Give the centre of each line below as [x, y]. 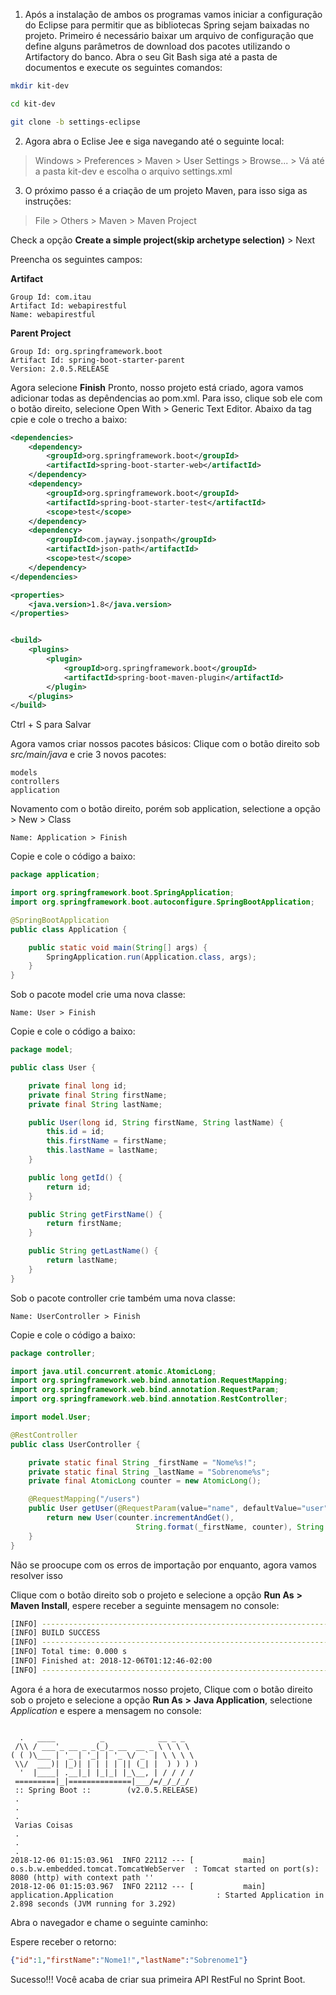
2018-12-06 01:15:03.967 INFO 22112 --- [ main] [138, 1886]
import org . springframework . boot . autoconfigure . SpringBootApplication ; [162, 902]
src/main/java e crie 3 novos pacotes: [88, 755]
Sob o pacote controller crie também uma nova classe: [123, 1298]
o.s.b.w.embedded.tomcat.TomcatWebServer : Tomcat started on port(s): [165, 1869]
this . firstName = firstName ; [107, 1141]
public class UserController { [75, 1444]
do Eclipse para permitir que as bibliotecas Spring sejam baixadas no [167, 25]
